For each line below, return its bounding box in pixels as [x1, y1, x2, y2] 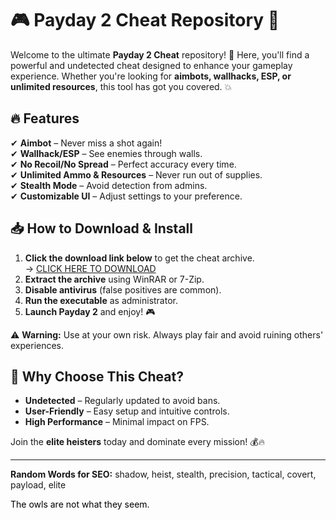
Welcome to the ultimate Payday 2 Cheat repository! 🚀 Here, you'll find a [10, 48, 310, 61]
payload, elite [10, 479, 67, 491]
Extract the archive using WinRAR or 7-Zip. [24, 273, 205, 285]
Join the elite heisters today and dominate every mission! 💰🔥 [10, 436, 265, 448]
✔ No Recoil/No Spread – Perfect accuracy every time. [10, 158, 237, 170]
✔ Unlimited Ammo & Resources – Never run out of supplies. [10, 168, 263, 181]
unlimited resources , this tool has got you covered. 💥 [10, 80, 233, 92]
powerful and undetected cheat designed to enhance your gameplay [10, 59, 293, 71]
